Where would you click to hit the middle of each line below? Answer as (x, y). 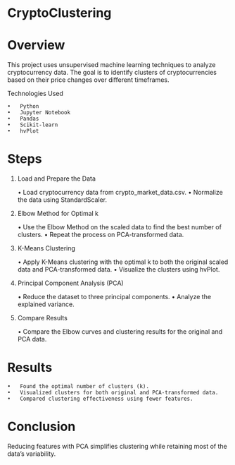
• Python (23, 107)
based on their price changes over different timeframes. (88, 80)
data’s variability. (32, 454)
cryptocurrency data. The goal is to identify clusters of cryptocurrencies (112, 73)
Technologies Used (35, 94)
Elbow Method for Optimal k (58, 214)
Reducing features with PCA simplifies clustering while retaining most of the (117, 446)
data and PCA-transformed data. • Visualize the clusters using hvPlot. (119, 270)
